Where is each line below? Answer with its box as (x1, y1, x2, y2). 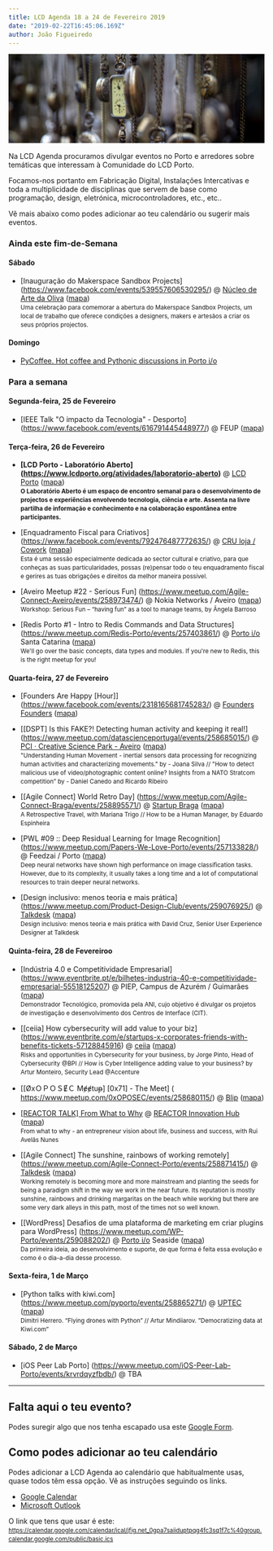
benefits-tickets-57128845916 (19, 1040, 122, 1050)
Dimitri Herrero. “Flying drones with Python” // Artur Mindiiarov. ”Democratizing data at (19, 1316, 262, 1325)
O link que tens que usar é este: (8, 1516, 115, 1526)
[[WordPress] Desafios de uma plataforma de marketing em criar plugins (19, 1218, 264, 1228)
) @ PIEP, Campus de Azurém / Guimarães (106, 982, 249, 991)
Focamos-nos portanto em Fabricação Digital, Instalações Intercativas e (8, 175, 249, 185)
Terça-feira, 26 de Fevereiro (8, 442, 106, 451)
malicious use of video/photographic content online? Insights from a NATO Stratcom (19, 769, 256, 777)
